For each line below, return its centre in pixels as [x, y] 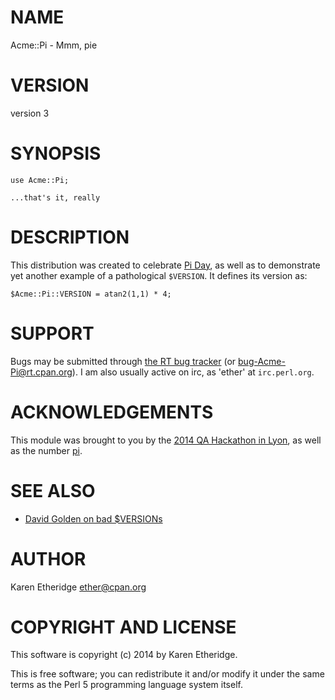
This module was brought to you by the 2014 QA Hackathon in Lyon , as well [166, 440]
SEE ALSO [53, 490]
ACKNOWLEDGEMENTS [112, 412]
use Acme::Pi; [40, 180]
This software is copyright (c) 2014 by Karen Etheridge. [124, 655]
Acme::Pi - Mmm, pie [54, 45]
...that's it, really [55, 197]
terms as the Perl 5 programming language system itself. [126, 685]
